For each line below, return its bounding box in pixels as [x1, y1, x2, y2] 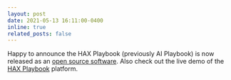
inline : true [7, 23, 46, 30]
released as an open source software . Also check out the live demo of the [7, 57, 225, 66]
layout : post [7, 10, 46, 18]
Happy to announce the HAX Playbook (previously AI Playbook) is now [7, 50, 215, 58]
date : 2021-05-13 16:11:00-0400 [7, 17, 103, 24]
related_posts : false [7, 30, 72, 38]
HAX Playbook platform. [7, 64, 78, 73]
